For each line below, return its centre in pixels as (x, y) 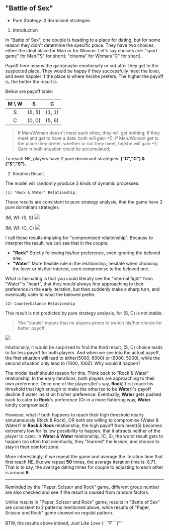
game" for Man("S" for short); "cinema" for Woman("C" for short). (74, 56)
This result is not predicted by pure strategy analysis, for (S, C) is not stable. (84, 313)
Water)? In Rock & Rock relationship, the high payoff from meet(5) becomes (84, 425)
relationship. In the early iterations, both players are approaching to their (80, 378)
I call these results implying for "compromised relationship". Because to (79, 238)
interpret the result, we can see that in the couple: (57, 243)
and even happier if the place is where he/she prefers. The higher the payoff (84, 76)
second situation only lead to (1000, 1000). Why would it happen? (73, 363)
